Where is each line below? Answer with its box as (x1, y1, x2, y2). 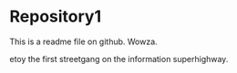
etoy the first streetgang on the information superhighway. (9, 53, 229, 64)
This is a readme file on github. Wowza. (9, 36, 158, 47)
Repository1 (9, 6, 102, 27)
